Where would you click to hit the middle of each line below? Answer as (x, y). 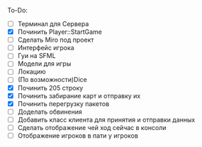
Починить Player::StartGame (60, 32)
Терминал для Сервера (53, 24)
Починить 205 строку (50, 88)
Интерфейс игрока (46, 48)
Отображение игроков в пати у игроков (78, 135)
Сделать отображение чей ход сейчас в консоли (92, 127)
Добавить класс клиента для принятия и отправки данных (106, 119)
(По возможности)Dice (52, 80)
